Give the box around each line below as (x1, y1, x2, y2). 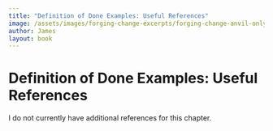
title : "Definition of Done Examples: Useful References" (8, 11, 209, 20)
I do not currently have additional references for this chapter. (8, 113, 212, 123)
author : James (8, 27, 57, 35)
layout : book (8, 34, 53, 43)
